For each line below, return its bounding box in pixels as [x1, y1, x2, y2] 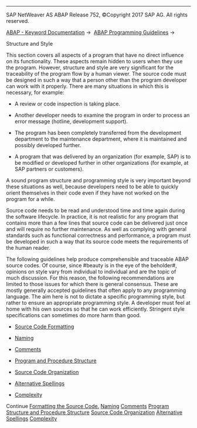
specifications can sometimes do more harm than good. [6, 312, 141, 318]
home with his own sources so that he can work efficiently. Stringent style [6, 305, 185, 312]
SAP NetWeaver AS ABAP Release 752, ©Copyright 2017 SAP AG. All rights [6, 11, 188, 18]
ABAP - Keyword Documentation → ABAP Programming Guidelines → [6, 29, 175, 36]
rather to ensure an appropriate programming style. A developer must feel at [6, 300, 191, 306]
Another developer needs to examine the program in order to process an [14, 112, 190, 118]
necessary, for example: [6, 89, 64, 96]
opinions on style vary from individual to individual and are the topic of [6, 268, 176, 275]
